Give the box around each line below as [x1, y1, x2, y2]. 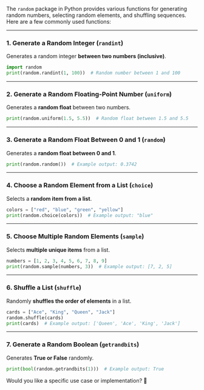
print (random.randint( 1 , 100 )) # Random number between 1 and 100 [6, 70, 181, 76]
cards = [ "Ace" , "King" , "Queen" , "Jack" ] [6, 309, 115, 315]
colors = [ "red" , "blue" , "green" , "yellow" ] [6, 206, 123, 213]
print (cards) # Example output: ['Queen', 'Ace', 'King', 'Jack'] [6, 320, 181, 326]
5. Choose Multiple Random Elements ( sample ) [6, 232, 144, 241]
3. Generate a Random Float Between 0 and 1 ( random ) [6, 136, 166, 144]
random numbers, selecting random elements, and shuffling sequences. [6, 12, 186, 19]
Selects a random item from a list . [6, 195, 92, 202]
